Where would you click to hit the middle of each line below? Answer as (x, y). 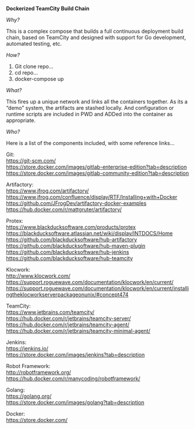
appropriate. (21, 120)
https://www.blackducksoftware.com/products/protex (71, 227)
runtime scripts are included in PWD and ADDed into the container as (89, 114)
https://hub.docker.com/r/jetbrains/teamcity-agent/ (68, 325)
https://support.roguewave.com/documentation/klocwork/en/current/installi (97, 288)
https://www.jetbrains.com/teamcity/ (50, 312)
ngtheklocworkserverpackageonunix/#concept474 (67, 295)
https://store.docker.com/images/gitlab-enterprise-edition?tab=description (97, 167)
